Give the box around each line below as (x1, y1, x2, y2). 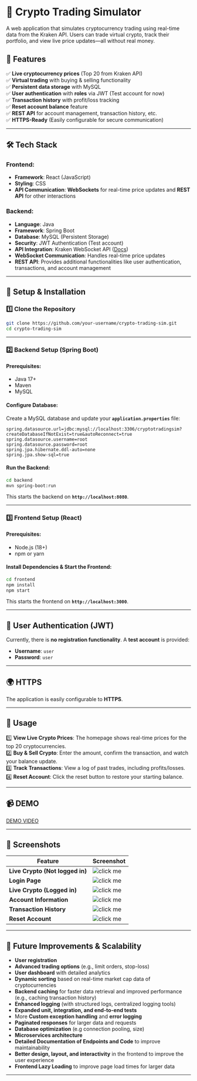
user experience (14, 1057, 55, 1064)
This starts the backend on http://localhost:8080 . (6, 493, 129, 501)
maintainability (14, 1044, 50, 1052)
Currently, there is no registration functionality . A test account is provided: (6, 636, 189, 643)
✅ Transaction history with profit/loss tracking (6, 96, 120, 104)
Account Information (9, 896, 69, 904)
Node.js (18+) (14, 543, 48, 550)
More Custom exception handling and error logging (14, 1013, 142, 1020)
